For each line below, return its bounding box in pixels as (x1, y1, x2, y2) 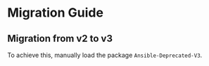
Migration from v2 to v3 (7, 33, 113, 44)
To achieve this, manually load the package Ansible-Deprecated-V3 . (7, 51, 203, 59)
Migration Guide (7, 5, 104, 21)
